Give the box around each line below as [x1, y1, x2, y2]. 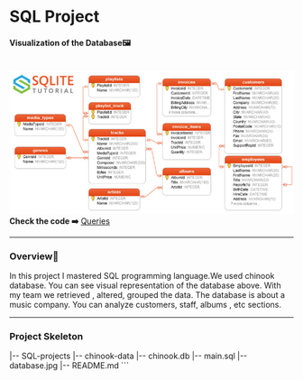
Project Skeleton [9, 329, 84, 342]
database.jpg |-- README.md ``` [9, 360, 129, 371]
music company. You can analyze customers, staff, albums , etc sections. [9, 299, 282, 310]
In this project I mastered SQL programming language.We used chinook [9, 270, 275, 281]
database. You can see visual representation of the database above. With [9, 280, 281, 291]
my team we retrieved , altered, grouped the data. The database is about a [9, 289, 286, 300]
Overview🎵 [9, 250, 60, 263]
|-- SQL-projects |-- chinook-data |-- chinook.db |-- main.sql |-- [9, 350, 248, 362]
